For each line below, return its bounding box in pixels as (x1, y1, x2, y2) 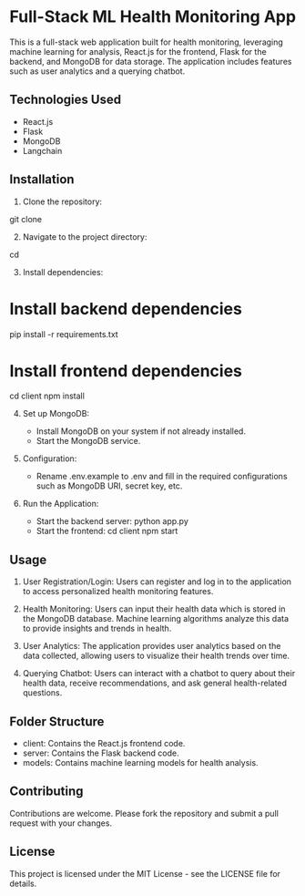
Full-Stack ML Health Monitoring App (9, 6, 297, 27)
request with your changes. (9, 818, 112, 829)
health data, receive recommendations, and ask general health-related (22, 677, 288, 689)
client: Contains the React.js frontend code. (22, 738, 186, 749)
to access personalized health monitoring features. (22, 586, 214, 597)
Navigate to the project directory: (22, 231, 147, 242)
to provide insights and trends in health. (22, 623, 172, 634)
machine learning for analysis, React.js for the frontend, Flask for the (9, 46, 267, 57)
